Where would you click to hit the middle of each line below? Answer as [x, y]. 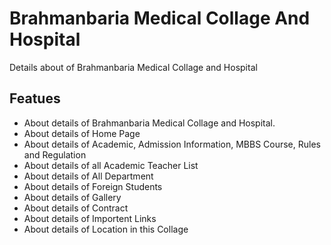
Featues [35, 98]
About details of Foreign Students [93, 186]
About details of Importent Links [90, 218]
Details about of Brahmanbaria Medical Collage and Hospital [133, 67]
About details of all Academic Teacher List [111, 165]
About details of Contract [76, 208]
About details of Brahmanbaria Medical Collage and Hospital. [149, 123]
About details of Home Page [82, 133]
